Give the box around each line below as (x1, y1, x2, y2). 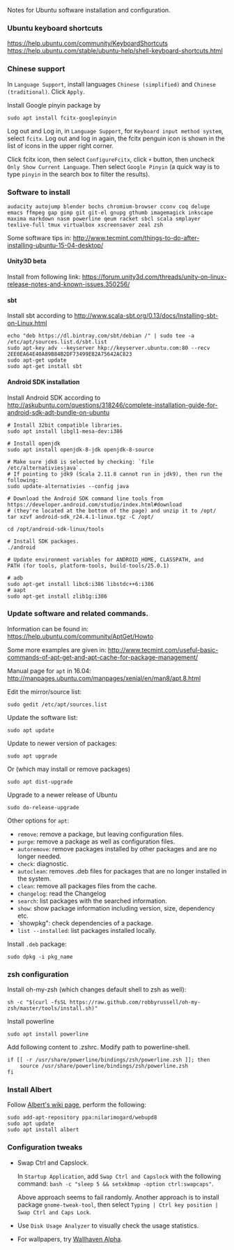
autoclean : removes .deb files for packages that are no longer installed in (17, 867, 227, 875)
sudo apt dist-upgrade (7, 778, 73, 785)
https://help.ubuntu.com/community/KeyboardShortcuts (7, 39, 169, 47)
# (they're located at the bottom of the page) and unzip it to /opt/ (7, 507, 217, 514)
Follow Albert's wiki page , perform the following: (7, 1101, 146, 1109)
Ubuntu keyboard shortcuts (7, 23, 103, 33)
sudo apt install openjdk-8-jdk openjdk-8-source (7, 446, 155, 453)
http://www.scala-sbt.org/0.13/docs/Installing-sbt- (74, 311, 219, 320)
